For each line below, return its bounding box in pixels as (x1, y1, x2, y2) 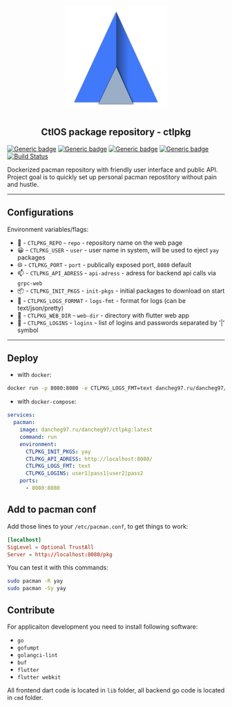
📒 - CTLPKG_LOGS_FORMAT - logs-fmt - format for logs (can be (17, 296, 186, 304)
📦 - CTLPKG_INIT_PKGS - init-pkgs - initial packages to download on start (17, 286, 225, 295)
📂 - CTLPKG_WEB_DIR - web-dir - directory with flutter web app (17, 311, 190, 320)
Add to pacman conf (7, 504, 97, 515)
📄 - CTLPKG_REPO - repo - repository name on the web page (17, 238, 183, 247)
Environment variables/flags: (7, 225, 88, 233)
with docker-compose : (17, 397, 77, 406)
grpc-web (17, 279, 43, 287)
